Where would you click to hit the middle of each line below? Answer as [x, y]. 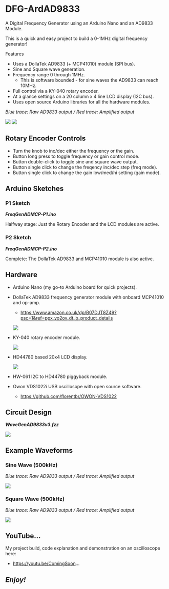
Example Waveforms [39, 450]
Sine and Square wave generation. [49, 69]
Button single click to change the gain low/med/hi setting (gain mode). [87, 173]
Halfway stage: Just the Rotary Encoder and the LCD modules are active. [82, 224]
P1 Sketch [18, 203]
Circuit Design [29, 412]
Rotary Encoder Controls [46, 139]
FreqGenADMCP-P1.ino [31, 214]
